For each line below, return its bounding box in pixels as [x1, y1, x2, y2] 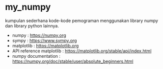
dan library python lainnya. [5, 23, 59, 28]
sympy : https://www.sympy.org [12, 37, 77, 43]
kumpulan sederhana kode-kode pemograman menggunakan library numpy [5, 18, 159, 23]
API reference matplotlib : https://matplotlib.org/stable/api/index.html [12, 48, 152, 54]
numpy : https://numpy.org [12, 32, 66, 38]
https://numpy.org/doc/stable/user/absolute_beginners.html [12, 58, 134, 64]
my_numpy [5, 1, 51, 13]
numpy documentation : [12, 53, 60, 59]
